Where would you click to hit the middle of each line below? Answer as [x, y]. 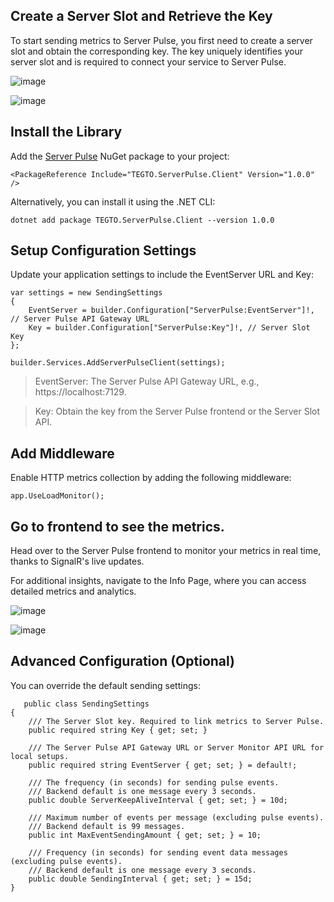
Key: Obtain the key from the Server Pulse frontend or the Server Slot [177, 411]
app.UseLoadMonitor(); [57, 496]
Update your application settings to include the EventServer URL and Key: [162, 275]
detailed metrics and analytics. [73, 591]
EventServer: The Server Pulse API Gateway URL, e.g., [147, 381]
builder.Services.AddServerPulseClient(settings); [118, 363]
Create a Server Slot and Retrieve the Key [141, 16]
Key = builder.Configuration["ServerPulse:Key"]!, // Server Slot [169, 328]
